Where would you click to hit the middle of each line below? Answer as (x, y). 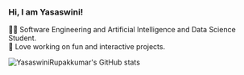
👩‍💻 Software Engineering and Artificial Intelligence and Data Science (122, 30)
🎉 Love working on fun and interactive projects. (87, 47)
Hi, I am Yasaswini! (46, 12)
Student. (23, 38)
